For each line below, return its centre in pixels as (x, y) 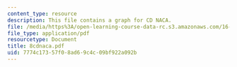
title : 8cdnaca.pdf (36, 46)
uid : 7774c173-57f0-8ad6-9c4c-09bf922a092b (72, 53)
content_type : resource (42, 14)
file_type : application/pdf (49, 33)
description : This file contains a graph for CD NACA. (90, 20)
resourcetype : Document (42, 40)
